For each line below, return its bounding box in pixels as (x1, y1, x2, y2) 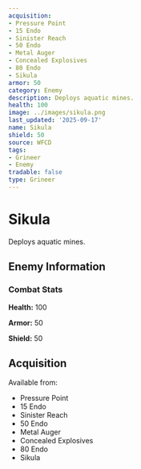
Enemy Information (8, 260, 106, 273)
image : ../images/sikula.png (8, 109, 106, 117)
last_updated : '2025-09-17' (8, 116, 103, 124)
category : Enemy (8, 86, 62, 95)
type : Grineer (8, 176, 56, 184)
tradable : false (8, 168, 62, 176)
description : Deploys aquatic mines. (8, 94, 135, 102)
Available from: (8, 378, 58, 387)
